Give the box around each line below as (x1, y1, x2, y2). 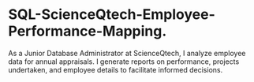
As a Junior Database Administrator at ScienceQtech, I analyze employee (8, 48, 246, 58)
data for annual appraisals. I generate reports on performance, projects (8, 57, 240, 66)
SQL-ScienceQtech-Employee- (8, 6, 215, 24)
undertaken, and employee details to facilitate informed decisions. (8, 65, 223, 74)
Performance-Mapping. (8, 22, 167, 40)
